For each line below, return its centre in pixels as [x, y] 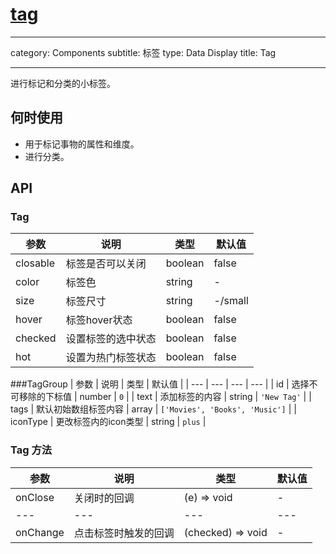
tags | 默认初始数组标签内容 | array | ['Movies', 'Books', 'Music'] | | [153, 409]
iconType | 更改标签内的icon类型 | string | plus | [108, 422]
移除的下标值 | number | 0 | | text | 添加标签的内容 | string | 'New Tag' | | [165, 397]
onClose [35, 497]
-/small [231, 301]
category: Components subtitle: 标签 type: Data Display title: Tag [143, 52]
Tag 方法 [31, 450]
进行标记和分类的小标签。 [63, 83]
